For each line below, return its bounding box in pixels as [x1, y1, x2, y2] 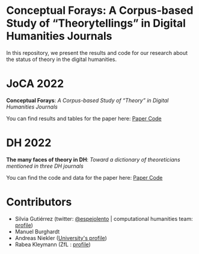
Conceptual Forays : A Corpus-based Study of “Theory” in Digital [6, 97, 169, 104]
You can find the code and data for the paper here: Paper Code [6, 174, 163, 181]
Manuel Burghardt [14, 227, 60, 235]
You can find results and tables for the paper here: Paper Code [6, 115, 162, 122]
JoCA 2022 [6, 77, 64, 90]
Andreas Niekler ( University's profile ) [14, 234, 107, 241]
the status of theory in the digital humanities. [6, 56, 117, 63]
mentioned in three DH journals [6, 162, 84, 170]
